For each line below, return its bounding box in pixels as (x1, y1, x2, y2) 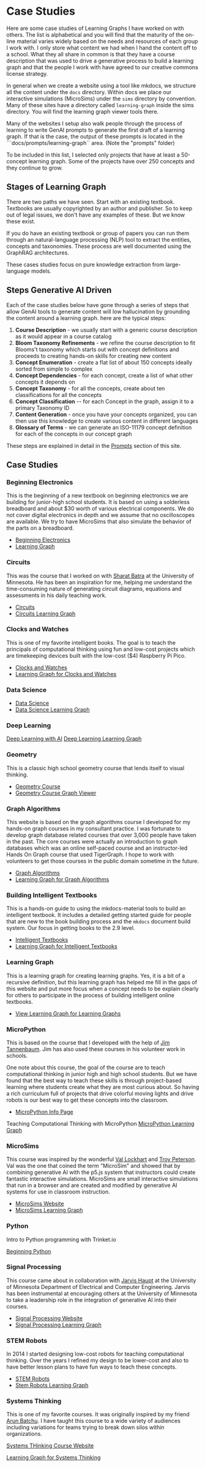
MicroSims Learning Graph (15, 1206, 83, 1214)
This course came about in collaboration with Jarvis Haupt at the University (6, 1277, 196, 1284)
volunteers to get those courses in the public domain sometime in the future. (6, 858, 199, 865)
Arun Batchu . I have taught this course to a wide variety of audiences (6, 1417, 181, 1425)
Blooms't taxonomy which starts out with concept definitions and (15, 346, 179, 353)
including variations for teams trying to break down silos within (6, 1424, 165, 1431)
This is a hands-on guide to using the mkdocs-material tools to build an (6, 905, 186, 912)
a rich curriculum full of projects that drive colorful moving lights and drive (6, 1090, 194, 1097)
